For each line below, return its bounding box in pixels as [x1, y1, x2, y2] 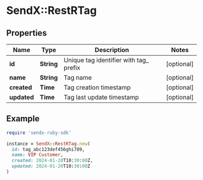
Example [6, 113, 40, 124]
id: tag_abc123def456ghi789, [11, 146, 85, 152]
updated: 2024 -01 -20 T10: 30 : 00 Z [11, 163, 91, 170]
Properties [6, 28, 47, 38]
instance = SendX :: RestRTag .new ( [6, 141, 91, 147]
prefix [63, 64, 80, 72]
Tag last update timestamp [63, 93, 139, 101]
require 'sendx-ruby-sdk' [6, 130, 71, 136]
